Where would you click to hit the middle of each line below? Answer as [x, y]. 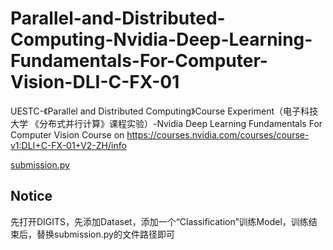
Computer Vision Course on [67, 134]
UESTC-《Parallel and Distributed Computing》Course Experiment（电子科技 [164, 111]
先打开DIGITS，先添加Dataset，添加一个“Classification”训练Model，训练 [159, 221]
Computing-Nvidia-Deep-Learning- [161, 39]
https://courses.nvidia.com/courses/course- [218, 134]
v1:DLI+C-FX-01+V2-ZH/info [68, 145]
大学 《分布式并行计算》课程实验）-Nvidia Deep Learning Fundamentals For [166, 123]
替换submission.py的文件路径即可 [105, 234]
